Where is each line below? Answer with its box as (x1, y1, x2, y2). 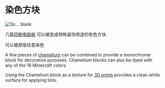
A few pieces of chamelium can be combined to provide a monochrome (5, 51, 151, 57)
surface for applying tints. (5, 77, 58, 83)
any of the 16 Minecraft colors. (5, 62, 68, 68)
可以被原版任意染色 (5, 42, 44, 47)
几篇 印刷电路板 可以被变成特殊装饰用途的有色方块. (5, 31, 107, 37)
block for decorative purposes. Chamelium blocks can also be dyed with (5, 57, 153, 63)
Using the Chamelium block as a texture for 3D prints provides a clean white (5, 72, 160, 78)
